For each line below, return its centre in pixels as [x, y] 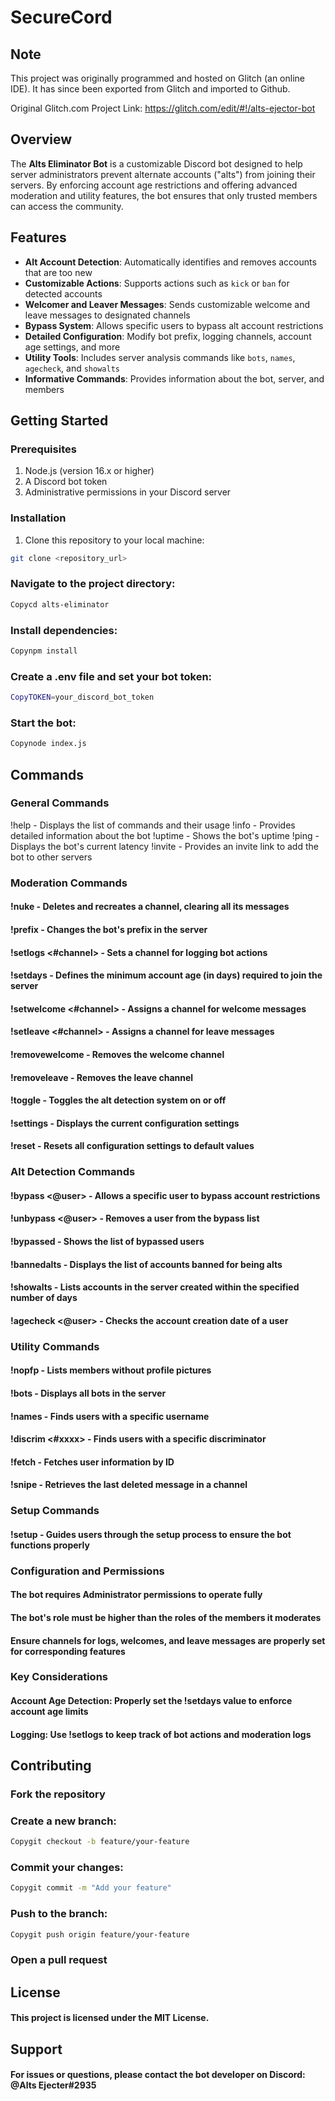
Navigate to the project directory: [93, 584]
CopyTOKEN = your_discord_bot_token [82, 697]
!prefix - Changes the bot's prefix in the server [109, 929]
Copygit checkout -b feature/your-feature [100, 1842]
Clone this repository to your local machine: [114, 540]
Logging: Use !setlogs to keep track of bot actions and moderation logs [161, 1734]
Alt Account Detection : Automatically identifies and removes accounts [170, 262]
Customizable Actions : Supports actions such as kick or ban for [157, 283]
